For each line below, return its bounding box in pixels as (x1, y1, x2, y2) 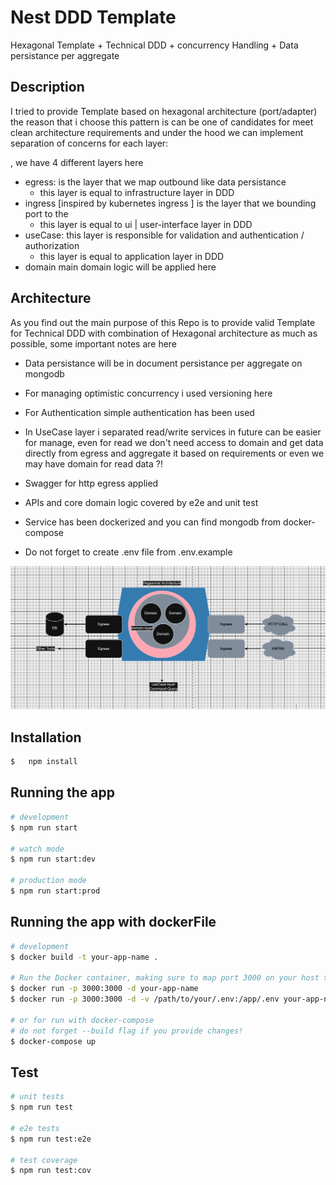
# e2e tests (10, 1123, 60, 1133)
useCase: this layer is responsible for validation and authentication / (24, 229, 305, 241)
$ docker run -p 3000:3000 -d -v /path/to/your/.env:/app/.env (10, 994, 280, 1005)
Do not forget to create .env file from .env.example (24, 546, 233, 558)
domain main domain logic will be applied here (24, 261, 217, 273)
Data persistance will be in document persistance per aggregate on (24, 357, 303, 369)
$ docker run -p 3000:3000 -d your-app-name (10, 984, 199, 994)
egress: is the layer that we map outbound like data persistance (24, 176, 287, 188)
